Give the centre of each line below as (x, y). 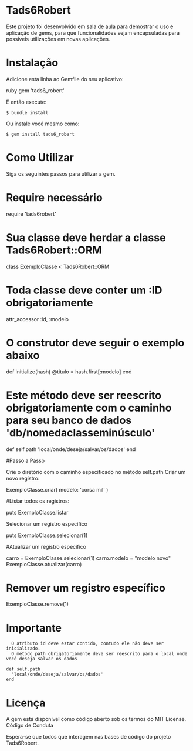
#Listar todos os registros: (38, 501)
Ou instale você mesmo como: (43, 124)
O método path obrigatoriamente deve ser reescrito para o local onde (99, 654)
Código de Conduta (30, 725)
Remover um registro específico (86, 588)
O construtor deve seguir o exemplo (95, 343)
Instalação (32, 63)
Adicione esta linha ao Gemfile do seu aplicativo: (65, 79)
